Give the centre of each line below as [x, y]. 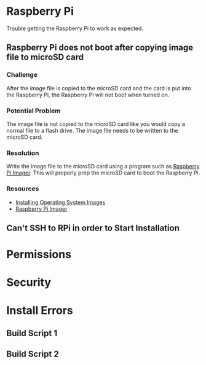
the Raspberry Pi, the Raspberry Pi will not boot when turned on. [88, 95]
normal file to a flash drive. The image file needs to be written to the [92, 130]
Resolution [23, 153]
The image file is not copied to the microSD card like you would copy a [96, 124]
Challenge [22, 75]
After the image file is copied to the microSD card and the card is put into [99, 88]
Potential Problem [34, 111]
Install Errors [40, 311]
